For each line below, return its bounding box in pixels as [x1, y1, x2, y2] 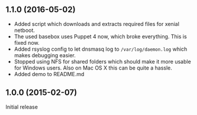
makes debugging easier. [14, 51, 76, 58]
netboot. [14, 27, 35, 34]
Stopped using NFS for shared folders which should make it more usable [14, 58, 192, 65]
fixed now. [14, 39, 40, 46]
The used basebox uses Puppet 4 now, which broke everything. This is [14, 32, 187, 40]
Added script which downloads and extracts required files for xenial [14, 20, 180, 27]
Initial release [5, 103, 38, 110]
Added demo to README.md [14, 70, 85, 77]
